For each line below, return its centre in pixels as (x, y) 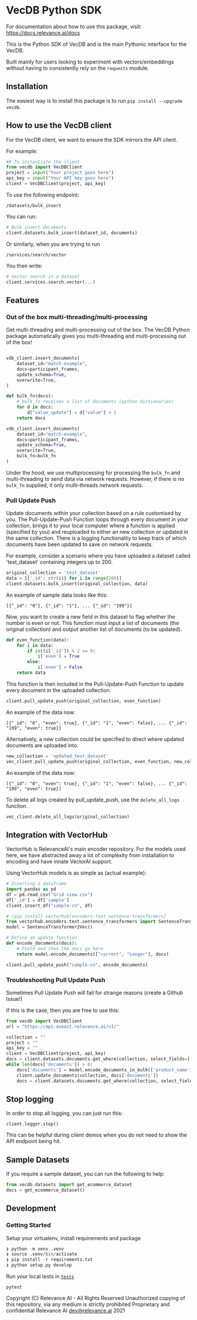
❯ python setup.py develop (39, 1265)
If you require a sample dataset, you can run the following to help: (86, 1174)
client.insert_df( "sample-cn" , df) (50, 905)
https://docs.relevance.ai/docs (43, 32)
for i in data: (35, 645)
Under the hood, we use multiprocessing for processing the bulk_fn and (93, 472)
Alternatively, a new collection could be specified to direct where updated (95, 739)
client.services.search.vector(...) (51, 282)
